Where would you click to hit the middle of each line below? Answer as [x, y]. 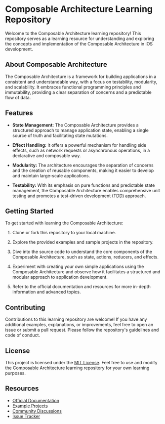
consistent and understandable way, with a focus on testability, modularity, [81, 82]
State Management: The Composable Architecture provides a [76, 125]
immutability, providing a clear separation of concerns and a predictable [78, 92]
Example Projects [30, 406]
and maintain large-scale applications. [51, 175]
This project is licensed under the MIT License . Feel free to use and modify [81, 362]
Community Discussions [37, 411]
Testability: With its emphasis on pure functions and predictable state [83, 185]
